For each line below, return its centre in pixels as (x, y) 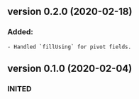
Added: (20, 32)
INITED (20, 89)
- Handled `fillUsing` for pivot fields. (69, 47)
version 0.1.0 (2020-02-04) (70, 69)
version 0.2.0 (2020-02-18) (70, 12)
